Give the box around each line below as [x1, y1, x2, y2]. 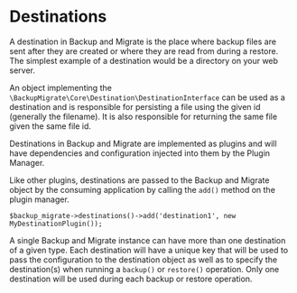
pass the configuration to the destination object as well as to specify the [9, 254, 278, 265]
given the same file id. [9, 120, 92, 132]
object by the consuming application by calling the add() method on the [9, 184, 275, 195]
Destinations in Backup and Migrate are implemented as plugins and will [9, 138, 277, 149]
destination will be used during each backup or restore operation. [9, 273, 253, 284]
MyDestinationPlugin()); [9, 219, 103, 228]
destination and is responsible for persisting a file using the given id [9, 101, 261, 112]
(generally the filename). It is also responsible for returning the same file [9, 111, 278, 122]
